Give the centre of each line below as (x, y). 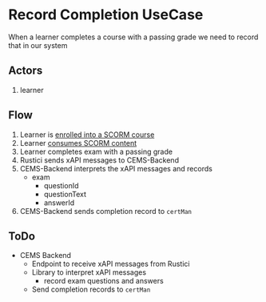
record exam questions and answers (103, 281)
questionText (65, 194)
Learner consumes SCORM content (78, 143)
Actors (26, 71)
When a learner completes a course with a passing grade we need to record (133, 37)
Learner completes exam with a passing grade (96, 151)
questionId (61, 185)
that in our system (38, 45)
